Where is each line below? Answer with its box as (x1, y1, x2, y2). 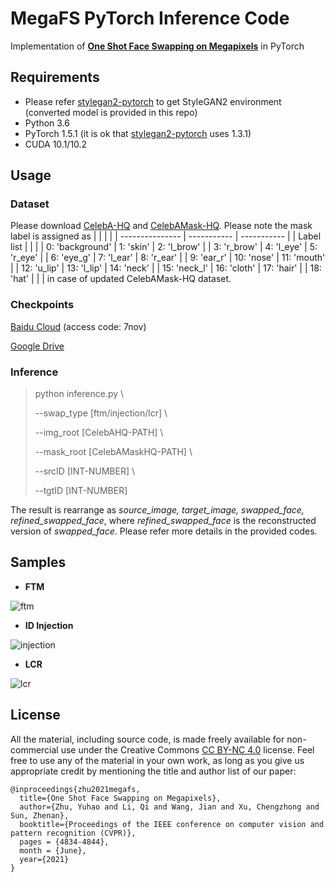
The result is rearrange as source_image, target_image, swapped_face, (10, 504, 305, 516)
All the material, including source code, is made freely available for (10, 733, 285, 745)
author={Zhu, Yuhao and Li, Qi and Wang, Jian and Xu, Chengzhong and (19, 802, 320, 812)
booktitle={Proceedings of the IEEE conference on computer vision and (19, 819, 325, 829)
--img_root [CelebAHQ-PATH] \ (34, 427, 164, 439)
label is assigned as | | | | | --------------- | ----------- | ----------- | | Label (10, 230, 322, 242)
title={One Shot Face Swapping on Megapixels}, (19, 793, 222, 803)
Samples (10, 554, 67, 571)
